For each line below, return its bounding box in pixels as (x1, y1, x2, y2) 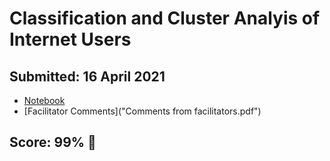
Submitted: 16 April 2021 (9, 68, 166, 85)
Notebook (23, 95, 66, 106)
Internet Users (9, 28, 132, 51)
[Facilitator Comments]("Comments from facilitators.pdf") (23, 105, 262, 117)
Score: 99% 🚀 (9, 134, 97, 151)
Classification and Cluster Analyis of (9, 7, 321, 30)
